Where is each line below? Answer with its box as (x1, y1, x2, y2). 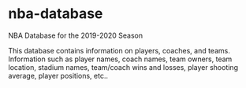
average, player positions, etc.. (8, 71, 109, 80)
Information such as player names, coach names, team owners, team (8, 54, 233, 64)
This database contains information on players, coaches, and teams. (8, 46, 230, 55)
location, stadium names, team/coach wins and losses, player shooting (8, 62, 239, 71)
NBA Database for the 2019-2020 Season (8, 31, 143, 40)
